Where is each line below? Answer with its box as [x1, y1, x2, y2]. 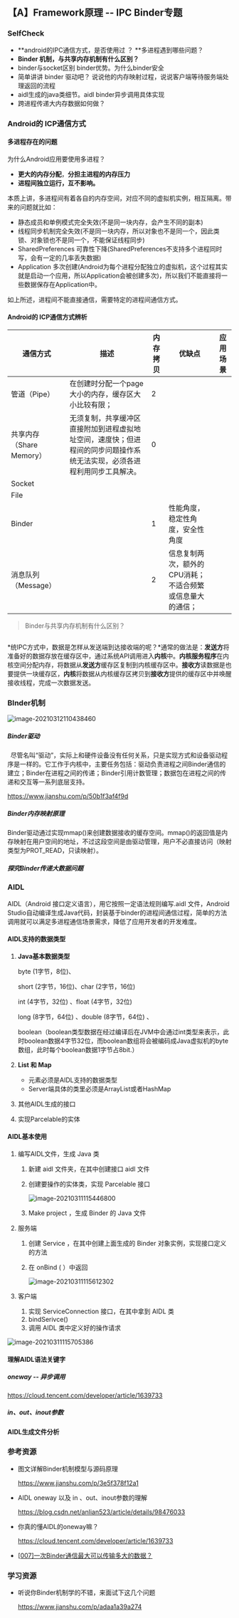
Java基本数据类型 [17, 952, 70, 960]
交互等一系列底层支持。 [19, 778, 89, 787]
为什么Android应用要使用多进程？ [7, 154, 105, 163]
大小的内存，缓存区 [69, 389, 134, 399]
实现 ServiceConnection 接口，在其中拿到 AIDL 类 [28, 1307, 174, 1315]
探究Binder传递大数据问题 [7, 863, 84, 872]
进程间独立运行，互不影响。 [17, 179, 100, 187]
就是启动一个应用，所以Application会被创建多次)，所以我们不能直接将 [17, 271, 222, 280]
